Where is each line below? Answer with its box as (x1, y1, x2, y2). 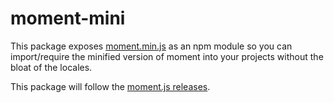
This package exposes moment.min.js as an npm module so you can (10, 40, 293, 52)
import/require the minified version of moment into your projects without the (10, 50, 324, 62)
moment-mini (10, 7, 126, 30)
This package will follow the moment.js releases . (10, 80, 211, 92)
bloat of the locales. (10, 61, 93, 73)
